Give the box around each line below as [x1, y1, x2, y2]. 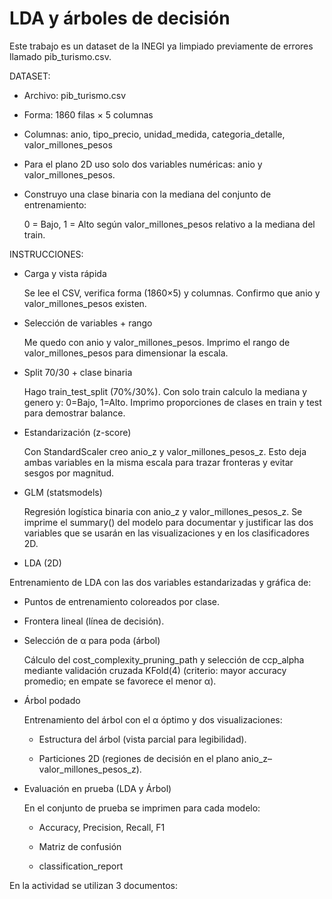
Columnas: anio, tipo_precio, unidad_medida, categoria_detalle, [23, 128, 286, 140]
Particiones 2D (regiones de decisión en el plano [38, 752, 239, 764]
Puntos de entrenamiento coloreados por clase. [23, 595, 221, 607]
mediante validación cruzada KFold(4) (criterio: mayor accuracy [23, 664, 287, 676]
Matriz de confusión [38, 840, 122, 852]
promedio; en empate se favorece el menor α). [23, 675, 217, 687]
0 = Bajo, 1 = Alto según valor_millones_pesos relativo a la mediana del [23, 218, 316, 230]
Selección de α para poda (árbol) [23, 634, 161, 646]
